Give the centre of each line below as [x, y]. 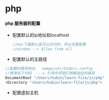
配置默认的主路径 [30, 59]
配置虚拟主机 [25, 93]
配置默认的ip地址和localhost [41, 35]
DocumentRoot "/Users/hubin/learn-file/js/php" [55, 78]
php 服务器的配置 [23, 23]
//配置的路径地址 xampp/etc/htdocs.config [49, 69]
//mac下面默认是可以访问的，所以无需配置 [49, 45]
